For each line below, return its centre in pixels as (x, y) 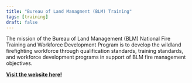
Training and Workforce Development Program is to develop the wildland (94, 45)
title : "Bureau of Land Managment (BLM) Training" (69, 11)
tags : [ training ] (27, 17)
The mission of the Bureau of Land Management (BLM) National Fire (88, 39)
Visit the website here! (34, 75)
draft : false (22, 22)
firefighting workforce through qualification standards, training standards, (95, 51)
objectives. (19, 63)
